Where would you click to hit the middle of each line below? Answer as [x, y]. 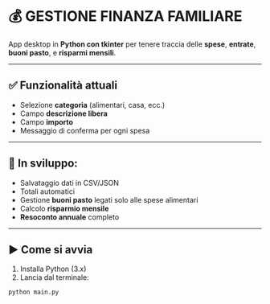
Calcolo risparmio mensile [64, 208]
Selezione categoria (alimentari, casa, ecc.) [92, 105]
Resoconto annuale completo [70, 217]
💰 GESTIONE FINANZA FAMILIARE [125, 16]
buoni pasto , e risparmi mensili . [62, 52]
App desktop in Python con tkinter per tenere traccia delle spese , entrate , [132, 44]
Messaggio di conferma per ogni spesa [85, 130]
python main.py [34, 292]
